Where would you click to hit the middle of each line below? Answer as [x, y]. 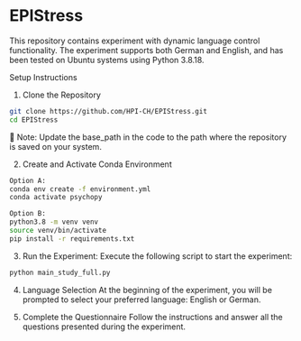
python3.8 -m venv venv [54, 222]
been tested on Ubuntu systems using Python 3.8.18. [107, 60]
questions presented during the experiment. [104, 327]
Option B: [28, 214]
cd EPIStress [34, 120]
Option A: [28, 180]
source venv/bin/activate [58, 231]
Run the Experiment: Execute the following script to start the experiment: [157, 256]
